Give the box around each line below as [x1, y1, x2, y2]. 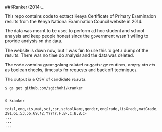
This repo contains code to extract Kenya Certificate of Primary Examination [5, 13, 156, 19]
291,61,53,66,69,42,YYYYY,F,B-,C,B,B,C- [5, 111, 88, 116]
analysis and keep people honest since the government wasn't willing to [5, 33, 148, 39]
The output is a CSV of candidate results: [5, 77, 87, 82]
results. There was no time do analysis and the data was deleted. [5, 53, 134, 58]
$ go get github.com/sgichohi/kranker [5, 86, 83, 91]
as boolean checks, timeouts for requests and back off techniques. [5, 67, 138, 73]
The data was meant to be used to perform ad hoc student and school [5, 28, 145, 33]
